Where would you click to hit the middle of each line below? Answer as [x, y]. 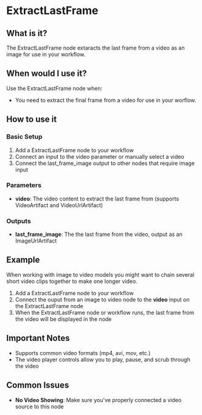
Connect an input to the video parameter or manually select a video [99, 156]
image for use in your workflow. [46, 54]
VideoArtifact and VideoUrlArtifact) [59, 205]
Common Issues [38, 385]
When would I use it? [47, 74]
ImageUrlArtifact [36, 241]
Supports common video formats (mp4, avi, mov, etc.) [83, 353]
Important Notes [38, 338]
